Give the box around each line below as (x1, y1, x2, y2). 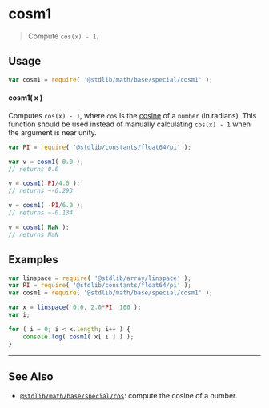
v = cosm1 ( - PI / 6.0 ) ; (8, 202, 84, 210)
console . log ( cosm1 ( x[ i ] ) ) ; (22, 333, 134, 341)
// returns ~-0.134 (8, 209, 74, 217)
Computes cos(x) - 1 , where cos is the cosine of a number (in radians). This (8, 110, 257, 120)
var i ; (8, 311, 30, 319)
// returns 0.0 (8, 165, 59, 173)
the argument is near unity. (8, 127, 98, 137)
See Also (8, 370, 54, 383)
